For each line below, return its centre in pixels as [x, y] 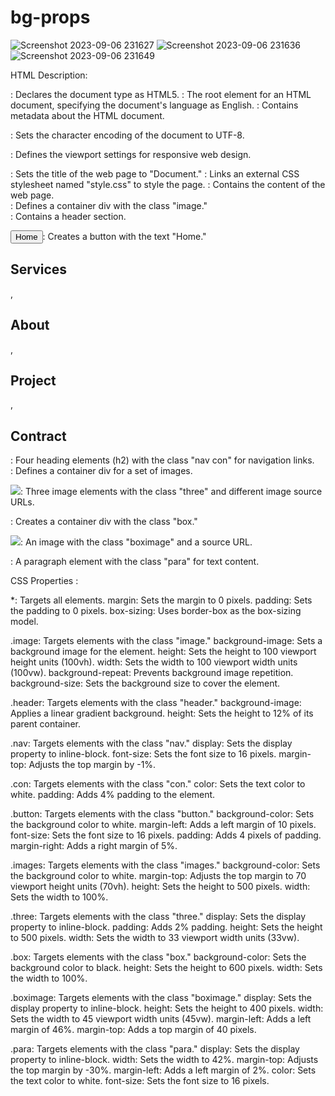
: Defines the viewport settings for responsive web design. [131, 154]
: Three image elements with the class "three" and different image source [171, 492]
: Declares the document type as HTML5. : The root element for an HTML [161, 94]
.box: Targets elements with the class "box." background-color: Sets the [158, 957]
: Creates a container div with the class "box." [104, 522]
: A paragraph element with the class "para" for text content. [135, 562]
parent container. [45, 724]
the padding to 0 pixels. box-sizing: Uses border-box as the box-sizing [156, 611]
